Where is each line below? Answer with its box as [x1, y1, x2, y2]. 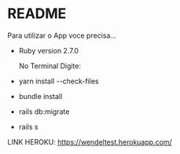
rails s [18, 122, 39, 131]
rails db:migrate [18, 107, 70, 116]
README [7, 5, 67, 23]
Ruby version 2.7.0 [18, 46, 79, 55]
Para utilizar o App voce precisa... [7, 31, 117, 40]
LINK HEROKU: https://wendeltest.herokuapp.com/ [7, 137, 172, 146]
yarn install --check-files [18, 76, 99, 86]
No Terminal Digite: [18, 60, 82, 71]
